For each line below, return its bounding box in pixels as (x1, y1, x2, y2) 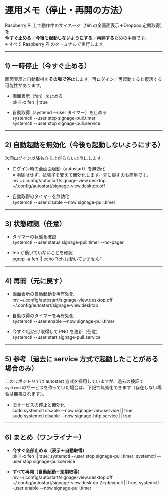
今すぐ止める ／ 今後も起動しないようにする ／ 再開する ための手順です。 (5, 35, 149, 41)
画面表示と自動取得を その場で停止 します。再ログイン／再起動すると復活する (5, 76, 162, 82)
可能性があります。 (5, 82, 44, 88)
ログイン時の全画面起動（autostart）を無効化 (12, 165, 106, 171)
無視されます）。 (13, 391, 47, 397)
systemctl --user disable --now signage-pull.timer (12, 199, 116, 205)
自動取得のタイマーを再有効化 (12, 313, 74, 319)
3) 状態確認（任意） (5, 219, 66, 228)
